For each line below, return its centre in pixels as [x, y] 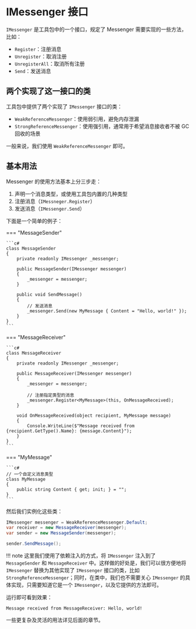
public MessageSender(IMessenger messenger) [72, 269]
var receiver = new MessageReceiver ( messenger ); [66, 528]
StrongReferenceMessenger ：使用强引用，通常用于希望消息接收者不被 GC [102, 126]
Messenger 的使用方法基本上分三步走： [54, 181]
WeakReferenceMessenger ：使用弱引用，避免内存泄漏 [77, 119]
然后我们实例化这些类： [34, 511]
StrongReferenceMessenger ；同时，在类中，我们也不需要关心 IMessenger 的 [96, 578]
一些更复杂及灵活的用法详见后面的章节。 [55, 620]
